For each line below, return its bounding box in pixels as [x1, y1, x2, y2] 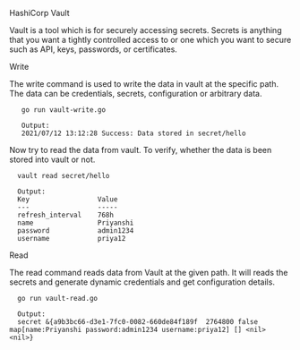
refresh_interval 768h [17, 210, 115, 219]
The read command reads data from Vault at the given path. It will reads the [9, 268, 288, 277]
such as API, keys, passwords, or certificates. [9, 44, 177, 55]
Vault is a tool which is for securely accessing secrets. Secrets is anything [9, 25, 282, 35]
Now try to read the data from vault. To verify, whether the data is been [9, 145, 272, 155]
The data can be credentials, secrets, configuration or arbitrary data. [9, 89, 262, 98]
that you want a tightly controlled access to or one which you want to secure [9, 35, 292, 45]
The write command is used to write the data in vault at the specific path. [9, 79, 279, 89]
